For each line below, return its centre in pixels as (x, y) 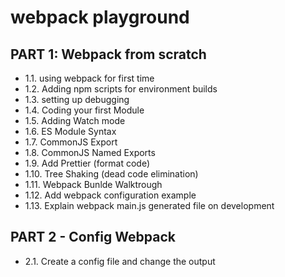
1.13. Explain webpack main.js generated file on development (149, 205)
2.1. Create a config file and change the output (120, 261)
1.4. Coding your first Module (84, 110)
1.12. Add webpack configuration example (110, 195)
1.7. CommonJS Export (71, 142)
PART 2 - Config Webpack (93, 237)
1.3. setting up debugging (77, 99)
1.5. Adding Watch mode (75, 120)
